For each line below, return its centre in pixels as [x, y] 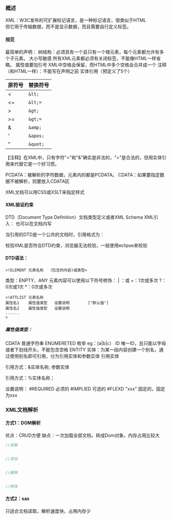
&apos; [36, 136]
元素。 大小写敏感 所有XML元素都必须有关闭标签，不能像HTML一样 [85, 58]
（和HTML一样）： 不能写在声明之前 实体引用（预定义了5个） [69, 71]
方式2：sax [17, 498]
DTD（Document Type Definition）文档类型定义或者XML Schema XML [80, 217]
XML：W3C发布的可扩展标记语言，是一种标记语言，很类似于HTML [76, 20]
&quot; [36, 144]
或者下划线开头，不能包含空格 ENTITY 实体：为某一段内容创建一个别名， [82, 350]
